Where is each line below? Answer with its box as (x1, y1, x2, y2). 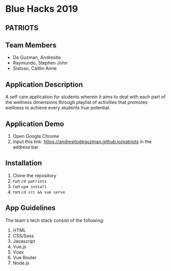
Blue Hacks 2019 (5, 3, 78, 15)
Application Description (5, 80, 83, 89)
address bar (12, 144, 39, 150)
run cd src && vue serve (12, 189, 65, 195)
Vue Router (12, 254, 37, 260)
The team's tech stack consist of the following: (5, 217, 104, 223)
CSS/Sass (12, 233, 34, 239)
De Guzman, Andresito (12, 54, 61, 60)
